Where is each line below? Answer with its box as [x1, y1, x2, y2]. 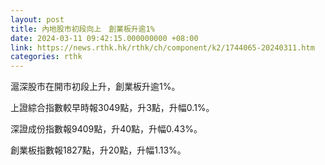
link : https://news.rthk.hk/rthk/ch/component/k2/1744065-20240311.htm [10, 42, 315, 53]
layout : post [10, 14, 65, 25]
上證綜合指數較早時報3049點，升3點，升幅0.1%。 [10, 102, 215, 114]
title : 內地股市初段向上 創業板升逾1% [10, 24, 155, 34]
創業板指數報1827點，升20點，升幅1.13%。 [10, 144, 187, 156]
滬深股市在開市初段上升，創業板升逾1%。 [10, 81, 181, 93]
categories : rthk [10, 52, 83, 62]
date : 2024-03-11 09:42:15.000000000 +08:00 [10, 33, 199, 43]
